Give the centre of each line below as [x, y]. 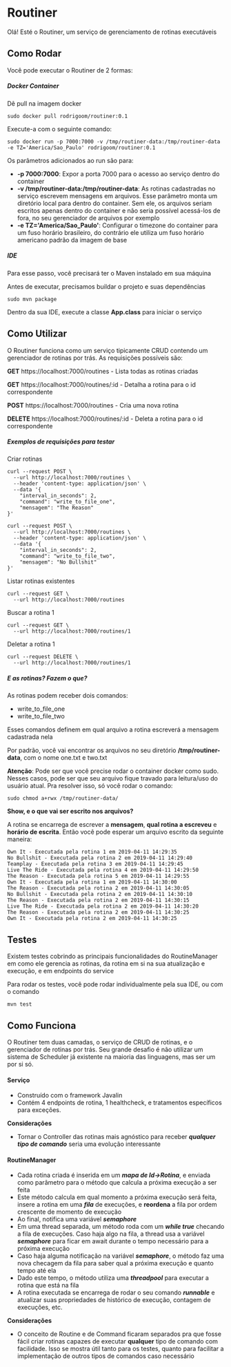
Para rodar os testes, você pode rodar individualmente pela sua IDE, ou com [115, 984]
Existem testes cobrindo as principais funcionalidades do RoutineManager [113, 956]
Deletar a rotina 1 [31, 644]
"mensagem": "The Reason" [57, 508]
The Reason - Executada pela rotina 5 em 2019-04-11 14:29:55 [98, 876]
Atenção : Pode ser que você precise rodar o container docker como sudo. [113, 771]
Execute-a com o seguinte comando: [60, 128]
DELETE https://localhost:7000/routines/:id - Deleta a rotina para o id [105, 419]
